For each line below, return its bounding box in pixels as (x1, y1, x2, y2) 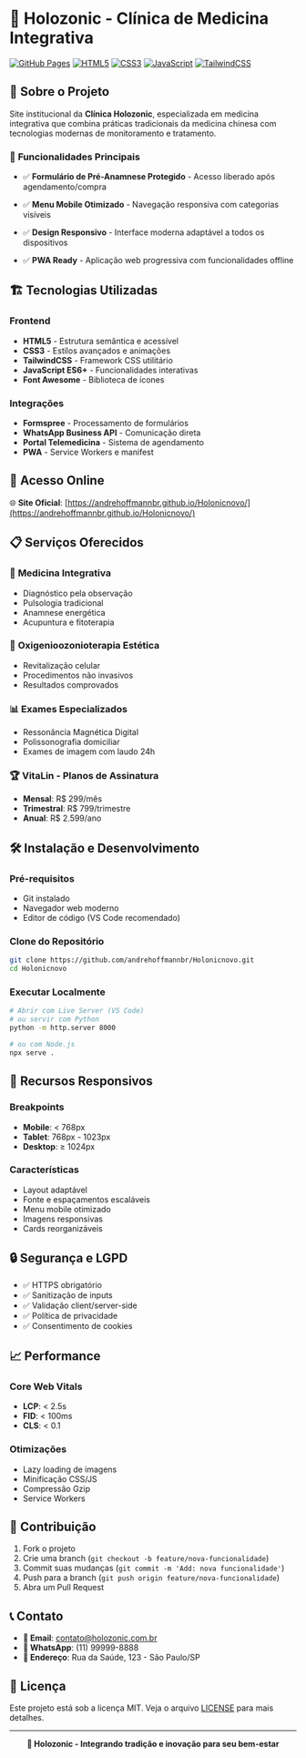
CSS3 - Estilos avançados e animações (22, 345, 171, 356)
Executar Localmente (9, 986, 107, 998)
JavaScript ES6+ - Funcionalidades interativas (22, 364, 199, 375)
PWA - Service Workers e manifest (22, 446, 155, 458)
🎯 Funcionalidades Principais (9, 150, 141, 163)
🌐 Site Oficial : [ (9, 496, 68, 508)
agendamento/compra (22, 181, 107, 192)
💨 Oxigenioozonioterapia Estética (9, 639, 160, 652)
